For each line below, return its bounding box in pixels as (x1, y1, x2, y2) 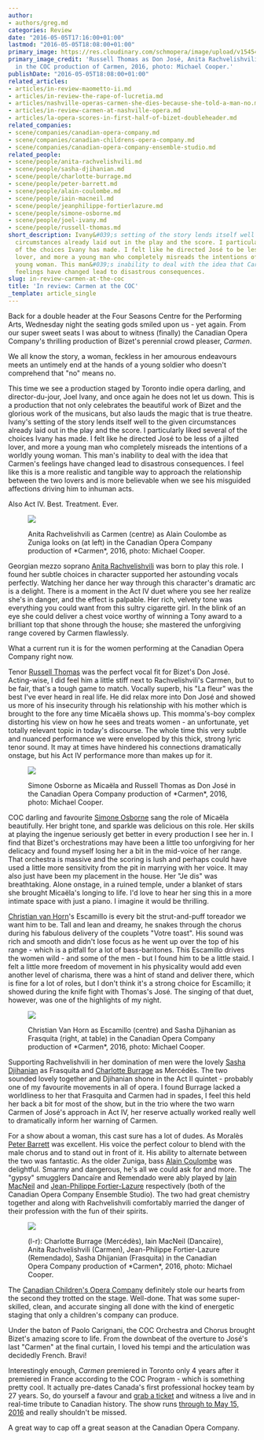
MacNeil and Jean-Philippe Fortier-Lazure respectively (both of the (8, 1181, 225, 1190)
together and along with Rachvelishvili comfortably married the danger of (8, 1198, 245, 1207)
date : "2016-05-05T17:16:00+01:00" (8, 33, 125, 42)
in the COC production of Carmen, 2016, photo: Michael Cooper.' (15, 63, 234, 71)
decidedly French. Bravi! (8, 1350, 87, 1360)
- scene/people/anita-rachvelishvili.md (8, 158, 143, 166)
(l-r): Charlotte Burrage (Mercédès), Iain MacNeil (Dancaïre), (27, 1236, 224, 1246)
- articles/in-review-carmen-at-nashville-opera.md (8, 107, 181, 115)
